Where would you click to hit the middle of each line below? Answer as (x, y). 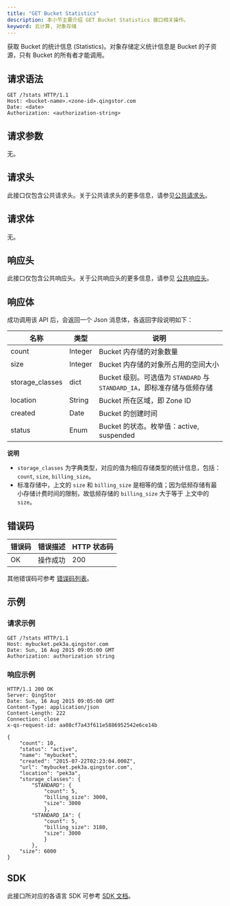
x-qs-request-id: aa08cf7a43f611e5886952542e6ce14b (82, 725)
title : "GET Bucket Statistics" (53, 13)
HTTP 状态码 (93, 547)
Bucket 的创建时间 (128, 414)
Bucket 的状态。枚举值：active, (149, 426)
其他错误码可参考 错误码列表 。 (50, 579)
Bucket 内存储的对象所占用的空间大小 (159, 364)
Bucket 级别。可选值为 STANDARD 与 (154, 377)
